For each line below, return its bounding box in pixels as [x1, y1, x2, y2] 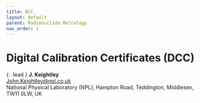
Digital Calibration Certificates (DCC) [6, 51, 195, 65]
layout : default [6, 14, 47, 20]
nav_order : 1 [6, 25, 39, 32]
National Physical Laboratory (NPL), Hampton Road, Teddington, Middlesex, [6, 84, 194, 91]
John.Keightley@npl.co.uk [6, 77, 71, 84]
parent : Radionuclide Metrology [6, 20, 87, 26]
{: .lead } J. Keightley [6, 71, 59, 78]
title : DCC [6, 8, 34, 15]
